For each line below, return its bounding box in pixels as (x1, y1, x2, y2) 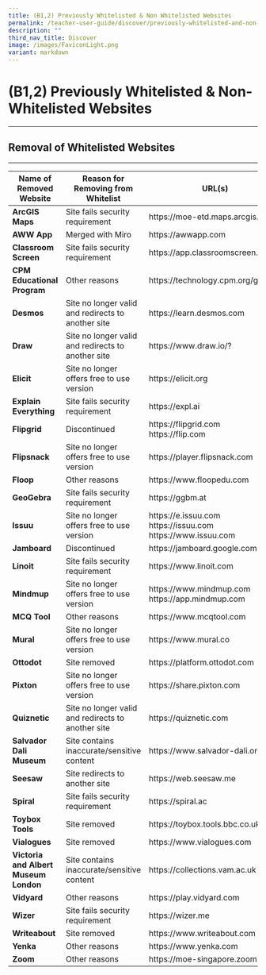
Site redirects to (66, 768, 125, 779)
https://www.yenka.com (149, 940, 238, 951)
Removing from (74, 183, 133, 194)
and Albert (12, 859, 54, 870)
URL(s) (201, 183, 229, 194)
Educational (12, 275, 59, 286)
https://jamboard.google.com (149, 542, 257, 553)
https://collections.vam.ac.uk (149, 864, 256, 875)
